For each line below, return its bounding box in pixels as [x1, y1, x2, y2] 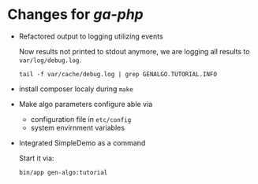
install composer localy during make [18, 84, 133, 94]
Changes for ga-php [7, 6, 144, 24]
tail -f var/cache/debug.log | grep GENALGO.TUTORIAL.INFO [18, 70, 218, 78]
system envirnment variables [30, 123, 125, 132]
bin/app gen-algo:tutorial [18, 168, 108, 176]
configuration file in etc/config [30, 114, 132, 123]
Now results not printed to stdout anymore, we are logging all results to [18, 46, 250, 56]
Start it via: [18, 153, 54, 163]
